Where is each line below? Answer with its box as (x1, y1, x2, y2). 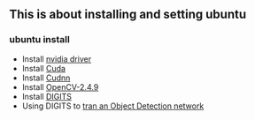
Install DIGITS (21, 91, 73, 101)
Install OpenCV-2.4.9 (21, 81, 99, 92)
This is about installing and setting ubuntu (9, 7, 247, 22)
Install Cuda (21, 63, 66, 73)
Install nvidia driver (21, 53, 91, 64)
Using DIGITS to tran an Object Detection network (21, 101, 205, 111)
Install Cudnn (21, 72, 71, 83)
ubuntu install (9, 34, 71, 46)
